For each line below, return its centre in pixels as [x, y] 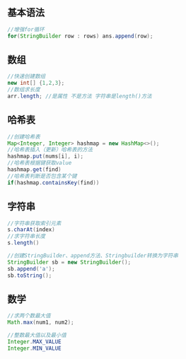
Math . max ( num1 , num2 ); [41, 323]
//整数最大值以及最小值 [37, 335]
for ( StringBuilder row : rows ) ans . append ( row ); [80, 36]
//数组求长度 [24, 90]
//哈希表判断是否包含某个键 [42, 176]
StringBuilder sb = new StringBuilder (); [69, 262]
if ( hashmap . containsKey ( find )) [53, 182]
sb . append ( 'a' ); [31, 269]
